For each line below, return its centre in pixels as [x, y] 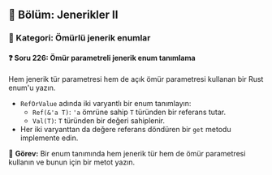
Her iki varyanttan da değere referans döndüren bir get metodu [125, 129]
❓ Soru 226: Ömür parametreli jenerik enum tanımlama [102, 58]
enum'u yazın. [32, 87]
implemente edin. [49, 138]
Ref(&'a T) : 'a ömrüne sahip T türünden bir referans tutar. [129, 112]
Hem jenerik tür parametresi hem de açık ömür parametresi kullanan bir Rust [136, 79]
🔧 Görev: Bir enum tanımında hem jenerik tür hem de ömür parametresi [127, 153]
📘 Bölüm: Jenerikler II [63, 15]
